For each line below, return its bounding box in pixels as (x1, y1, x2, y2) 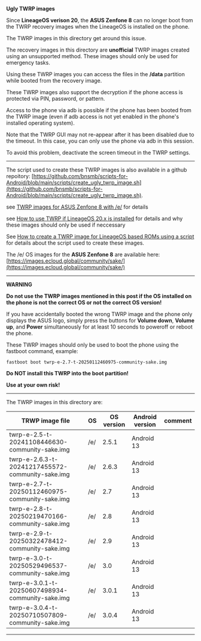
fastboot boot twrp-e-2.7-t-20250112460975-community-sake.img (6, 359, 167, 365)
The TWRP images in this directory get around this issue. (6, 35, 147, 41)
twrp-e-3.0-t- (9, 554, 53, 562)
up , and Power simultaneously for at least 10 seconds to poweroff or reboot (6, 323, 193, 330)
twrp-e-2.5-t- (9, 431, 53, 438)
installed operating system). (6, 119, 75, 127)
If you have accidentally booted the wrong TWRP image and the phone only (6, 311, 193, 317)
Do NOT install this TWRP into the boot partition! (6, 370, 129, 377)
